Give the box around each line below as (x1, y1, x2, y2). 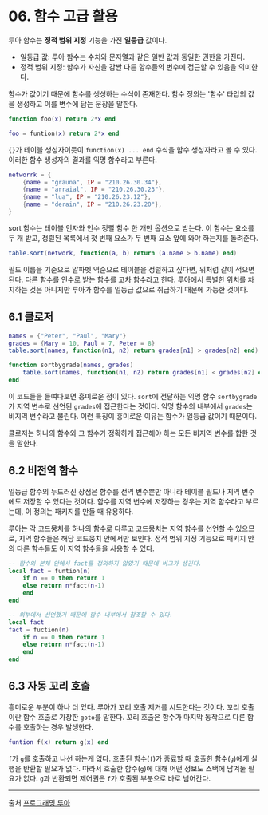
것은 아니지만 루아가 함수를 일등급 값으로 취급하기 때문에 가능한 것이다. (29, 284, 249, 294)
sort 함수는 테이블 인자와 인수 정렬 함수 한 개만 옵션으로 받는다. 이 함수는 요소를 (8, 223, 255, 232)
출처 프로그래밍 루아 (8, 797, 70, 807)
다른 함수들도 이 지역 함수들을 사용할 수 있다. (16, 544, 156, 553)
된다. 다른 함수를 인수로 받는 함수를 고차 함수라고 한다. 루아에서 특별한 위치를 (8, 275, 246, 284)
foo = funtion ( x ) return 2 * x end (8, 129, 120, 137)
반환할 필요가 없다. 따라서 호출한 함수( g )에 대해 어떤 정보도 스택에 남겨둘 (22, 763, 246, 773)
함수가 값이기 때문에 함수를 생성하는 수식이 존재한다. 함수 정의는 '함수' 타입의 (8, 89, 246, 98)
